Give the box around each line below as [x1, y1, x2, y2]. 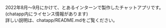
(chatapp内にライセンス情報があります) [5, 11, 88, 17]
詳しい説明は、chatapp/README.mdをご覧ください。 [5, 17, 118, 23]
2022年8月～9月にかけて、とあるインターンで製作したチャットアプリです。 [5, 5, 164, 10]
